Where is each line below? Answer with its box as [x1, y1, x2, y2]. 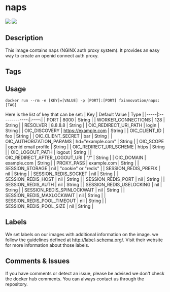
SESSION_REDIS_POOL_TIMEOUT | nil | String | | [5, 198, 107, 204]
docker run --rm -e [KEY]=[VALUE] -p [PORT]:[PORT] [5, 98, 117, 103]
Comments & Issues [5, 257, 70, 266]
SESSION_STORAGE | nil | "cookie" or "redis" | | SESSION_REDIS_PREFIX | [5, 165, 160, 171]
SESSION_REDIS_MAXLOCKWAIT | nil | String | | [5, 192, 106, 198]
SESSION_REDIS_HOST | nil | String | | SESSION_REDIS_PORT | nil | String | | [5, 176, 165, 182]
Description [5, 34, 43, 42]
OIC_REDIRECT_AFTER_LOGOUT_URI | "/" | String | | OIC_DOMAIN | [5, 154, 146, 160]
